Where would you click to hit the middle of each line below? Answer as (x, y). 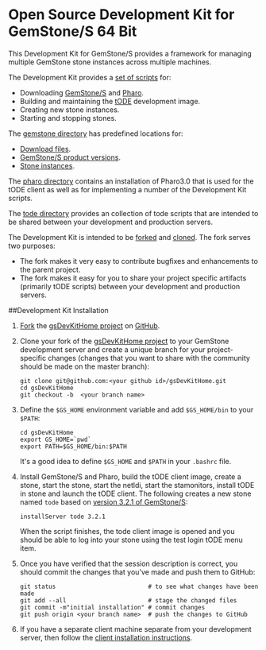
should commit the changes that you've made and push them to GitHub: (137, 572)
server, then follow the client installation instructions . (106, 637)
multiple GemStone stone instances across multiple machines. (110, 62)
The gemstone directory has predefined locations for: (96, 133)
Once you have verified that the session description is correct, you (129, 563)
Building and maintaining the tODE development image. (110, 101)
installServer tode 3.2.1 (62, 517)
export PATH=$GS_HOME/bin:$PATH (73, 447)
